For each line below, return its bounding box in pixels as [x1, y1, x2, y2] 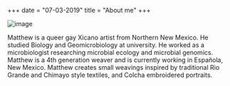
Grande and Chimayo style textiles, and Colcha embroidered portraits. [7, 70, 213, 79]
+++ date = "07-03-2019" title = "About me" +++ [7, 6, 151, 14]
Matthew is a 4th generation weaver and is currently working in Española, [7, 56, 223, 64]
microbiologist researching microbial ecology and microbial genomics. [7, 49, 214, 56]
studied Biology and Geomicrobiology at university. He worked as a [7, 41, 205, 49]
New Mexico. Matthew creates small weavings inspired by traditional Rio [7, 63, 220, 71]
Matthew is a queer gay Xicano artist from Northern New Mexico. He [7, 33, 209, 42]
